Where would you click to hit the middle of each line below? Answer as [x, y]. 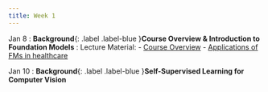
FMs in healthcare [38, 55]
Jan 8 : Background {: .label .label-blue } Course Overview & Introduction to [134, 38]
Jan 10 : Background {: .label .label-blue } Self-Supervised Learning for [126, 71]
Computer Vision [37, 79]
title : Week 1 [32, 16]
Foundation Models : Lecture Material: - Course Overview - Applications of [133, 47]
